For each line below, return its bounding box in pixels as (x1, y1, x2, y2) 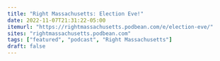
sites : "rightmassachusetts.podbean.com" (7, 29, 132, 37)
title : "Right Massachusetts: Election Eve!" (7, 10, 144, 18)
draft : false (7, 43, 46, 50)
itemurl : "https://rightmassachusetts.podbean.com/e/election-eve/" (7, 23, 214, 30)
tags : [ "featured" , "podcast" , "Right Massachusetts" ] (7, 36, 173, 43)
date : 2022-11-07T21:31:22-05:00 (7, 17, 106, 24)
